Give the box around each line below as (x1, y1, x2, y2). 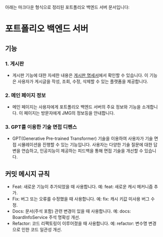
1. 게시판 (5, 60, 25, 67)
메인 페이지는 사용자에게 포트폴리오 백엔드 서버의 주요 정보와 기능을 (12, 104, 141, 110)
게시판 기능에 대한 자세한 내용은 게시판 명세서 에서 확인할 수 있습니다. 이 (12, 72, 149, 78)
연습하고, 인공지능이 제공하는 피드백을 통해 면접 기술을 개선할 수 (21, 148, 143, 154)
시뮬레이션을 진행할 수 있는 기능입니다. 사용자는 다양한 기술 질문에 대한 (17, 142, 153, 148)
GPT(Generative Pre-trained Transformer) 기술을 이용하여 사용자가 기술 (12, 135, 153, 141)
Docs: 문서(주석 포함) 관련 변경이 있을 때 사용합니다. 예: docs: (12, 208, 131, 214)
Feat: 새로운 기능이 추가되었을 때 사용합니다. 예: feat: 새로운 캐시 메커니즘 (12, 184, 153, 190)
